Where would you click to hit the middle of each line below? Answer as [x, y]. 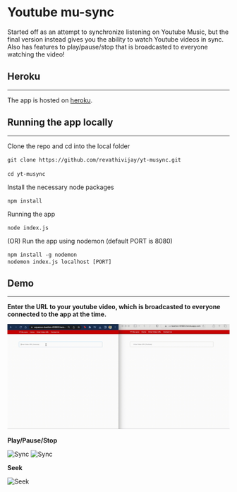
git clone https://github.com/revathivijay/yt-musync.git [94, 160]
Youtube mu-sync [61, 12]
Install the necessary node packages [61, 187]
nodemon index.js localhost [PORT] [60, 262]
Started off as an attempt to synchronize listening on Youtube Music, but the [118, 32]
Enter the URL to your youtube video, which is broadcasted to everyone [114, 307]
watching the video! [36, 54]
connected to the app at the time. [57, 314]
